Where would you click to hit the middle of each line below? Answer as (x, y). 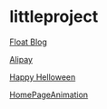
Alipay (21, 59)
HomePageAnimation (49, 94)
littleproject (54, 17)
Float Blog (29, 42)
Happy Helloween (43, 77)
